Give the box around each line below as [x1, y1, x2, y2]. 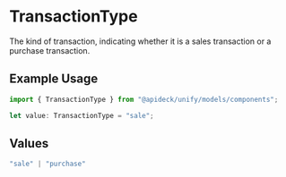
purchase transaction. [9, 45, 91, 55]
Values [9, 136, 49, 151]
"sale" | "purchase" [9, 159, 87, 169]
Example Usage [9, 72, 99, 87]
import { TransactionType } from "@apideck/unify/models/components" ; [9, 95, 279, 104]
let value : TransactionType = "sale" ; [9, 111, 154, 120]
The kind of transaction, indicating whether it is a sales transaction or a [9, 36, 272, 46]
